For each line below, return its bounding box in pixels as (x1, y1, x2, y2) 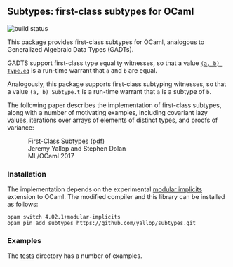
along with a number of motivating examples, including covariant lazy (7, 108, 208, 116)
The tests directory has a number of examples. (7, 252, 142, 260)
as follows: (7, 200, 39, 209)
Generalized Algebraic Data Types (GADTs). (7, 45, 134, 53)
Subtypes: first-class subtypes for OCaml (7, 6, 194, 18)
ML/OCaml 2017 (27, 151, 75, 160)
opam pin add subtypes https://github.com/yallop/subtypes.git (7, 220, 197, 227)
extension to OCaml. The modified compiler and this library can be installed (7, 193, 225, 201)
